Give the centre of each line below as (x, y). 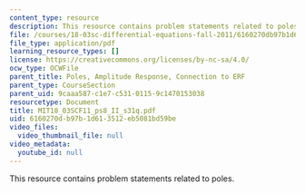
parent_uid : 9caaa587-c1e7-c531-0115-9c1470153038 (107, 93)
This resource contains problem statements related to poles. (122, 179)
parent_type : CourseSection (63, 85)
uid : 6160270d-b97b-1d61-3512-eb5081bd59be (93, 119)
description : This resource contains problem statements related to (142, 26)
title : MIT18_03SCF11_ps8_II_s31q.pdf (83, 111)
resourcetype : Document (54, 102)
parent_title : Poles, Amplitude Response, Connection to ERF (128, 77)
